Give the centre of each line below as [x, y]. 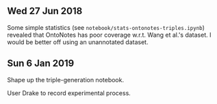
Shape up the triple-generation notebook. [66, 80]
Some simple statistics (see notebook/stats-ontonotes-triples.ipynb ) [106, 27]
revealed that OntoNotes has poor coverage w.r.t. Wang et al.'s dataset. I [109, 35]
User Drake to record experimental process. [69, 93]
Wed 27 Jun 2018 [45, 11]
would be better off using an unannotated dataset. [78, 42]
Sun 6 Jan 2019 [41, 64]
